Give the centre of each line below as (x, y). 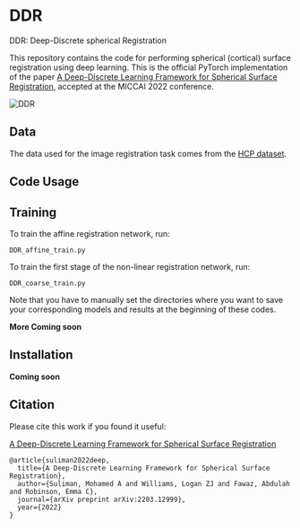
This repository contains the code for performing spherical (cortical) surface (150, 57)
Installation (41, 355)
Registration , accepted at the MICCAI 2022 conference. (112, 86)
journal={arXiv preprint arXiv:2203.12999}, (102, 499)
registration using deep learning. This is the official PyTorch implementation (149, 67)
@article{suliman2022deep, (60, 460)
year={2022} (40, 507)
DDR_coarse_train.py (48, 283)
